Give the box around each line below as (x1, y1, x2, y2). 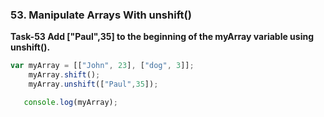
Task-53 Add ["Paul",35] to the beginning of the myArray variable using (10, 31, 315, 43)
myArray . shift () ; (28, 70, 101, 80)
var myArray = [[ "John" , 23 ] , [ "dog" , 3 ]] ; (10, 61, 195, 71)
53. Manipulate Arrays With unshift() (10, 8, 192, 22)
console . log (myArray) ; (23, 97, 118, 107)
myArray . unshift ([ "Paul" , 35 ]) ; (28, 79, 159, 90)
